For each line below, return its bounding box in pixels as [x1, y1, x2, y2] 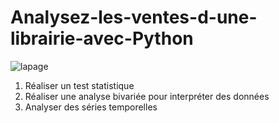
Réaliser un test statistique [24, 79, 135, 91]
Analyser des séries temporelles [24, 101, 158, 113]
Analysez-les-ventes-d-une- [10, 6, 258, 29]
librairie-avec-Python [10, 27, 194, 50]
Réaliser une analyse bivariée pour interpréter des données [24, 90, 270, 102]
